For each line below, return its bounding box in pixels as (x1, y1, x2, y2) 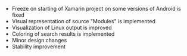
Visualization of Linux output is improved (11, 24, 112, 31)
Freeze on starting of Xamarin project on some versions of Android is (11, 5, 182, 12)
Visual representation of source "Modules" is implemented (11, 18, 156, 24)
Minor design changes (11, 37, 67, 43)
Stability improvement (11, 43, 66, 50)
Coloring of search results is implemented (11, 30, 115, 38)
